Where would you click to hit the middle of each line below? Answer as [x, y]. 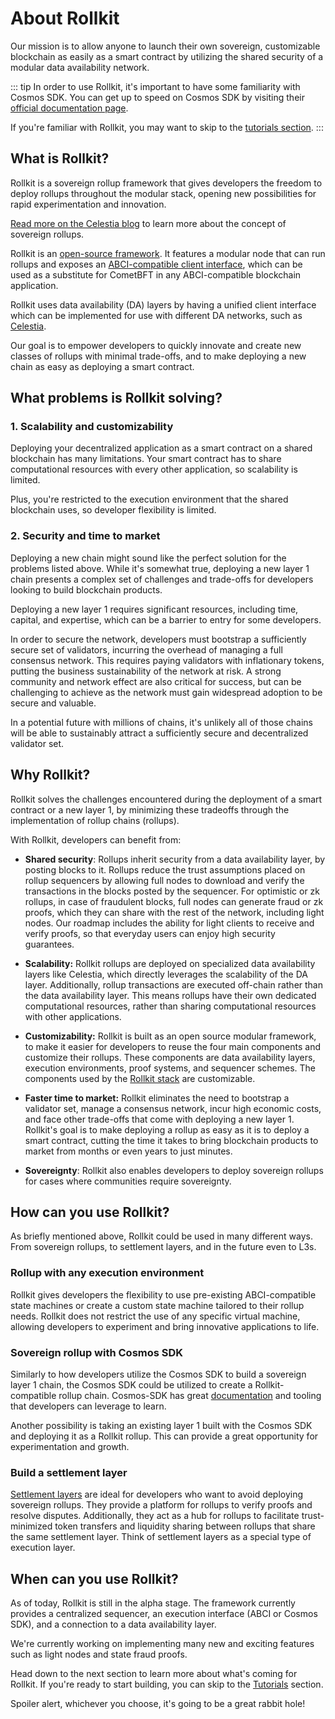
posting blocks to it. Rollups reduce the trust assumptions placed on [165, 869]
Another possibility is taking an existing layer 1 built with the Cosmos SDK [161, 1425]
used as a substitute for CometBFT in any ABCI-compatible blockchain [156, 274]
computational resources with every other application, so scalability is [154, 469]
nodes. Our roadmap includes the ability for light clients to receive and [169, 923]
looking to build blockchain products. [86, 589]
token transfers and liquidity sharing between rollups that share [185, 1526]
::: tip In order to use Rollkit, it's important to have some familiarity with [155, 86]
